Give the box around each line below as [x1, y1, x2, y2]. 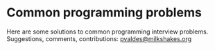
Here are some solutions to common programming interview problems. [6, 27, 209, 36]
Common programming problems [6, 5, 202, 21]
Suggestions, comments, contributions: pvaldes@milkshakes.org [6, 34, 192, 42]
